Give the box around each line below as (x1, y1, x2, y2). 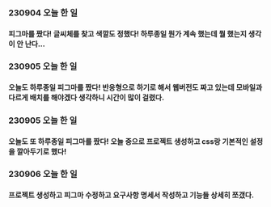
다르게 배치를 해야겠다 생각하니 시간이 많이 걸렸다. (8, 93, 164, 103)
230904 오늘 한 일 (8, 6, 78, 18)
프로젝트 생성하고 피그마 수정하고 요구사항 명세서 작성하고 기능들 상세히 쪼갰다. (8, 190, 255, 200)
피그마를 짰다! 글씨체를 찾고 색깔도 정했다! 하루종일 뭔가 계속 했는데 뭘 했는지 (8, 28, 247, 38)
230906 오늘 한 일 (8, 168, 78, 180)
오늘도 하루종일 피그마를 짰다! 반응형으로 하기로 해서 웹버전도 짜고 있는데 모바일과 (8, 82, 263, 92)
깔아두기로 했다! (16, 146, 67, 156)
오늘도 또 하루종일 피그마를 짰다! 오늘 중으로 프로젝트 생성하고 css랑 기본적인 (8, 136, 248, 146)
